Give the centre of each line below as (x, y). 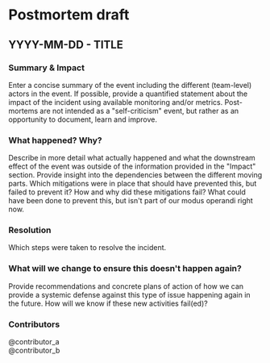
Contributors (34, 324)
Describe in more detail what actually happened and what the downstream (132, 158)
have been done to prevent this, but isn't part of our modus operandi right (131, 201)
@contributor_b (34, 350)
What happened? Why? (55, 140)
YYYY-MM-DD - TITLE (66, 45)
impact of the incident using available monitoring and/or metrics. (116, 102)
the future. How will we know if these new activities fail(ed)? (108, 303)
